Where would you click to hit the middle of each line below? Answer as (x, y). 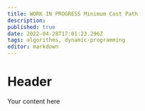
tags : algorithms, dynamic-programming (66, 40)
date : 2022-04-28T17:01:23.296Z (55, 34)
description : (27, 21)
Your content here (34, 101)
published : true (31, 27)
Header (29, 82)
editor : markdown (33, 47)
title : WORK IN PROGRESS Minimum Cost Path (73, 14)
